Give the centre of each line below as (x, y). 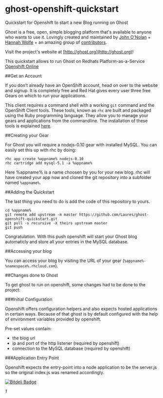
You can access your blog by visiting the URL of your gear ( (65, 260)
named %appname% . (23, 182)
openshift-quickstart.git (31, 219)
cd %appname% (18, 210)
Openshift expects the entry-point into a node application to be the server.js (81, 367)
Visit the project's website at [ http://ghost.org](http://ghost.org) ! (69, 52)
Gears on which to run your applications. (46, 96)
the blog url (24, 338)
